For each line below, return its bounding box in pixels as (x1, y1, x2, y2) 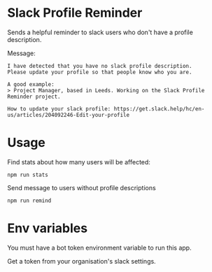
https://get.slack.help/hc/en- (113, 105, 205, 113)
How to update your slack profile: (7, 105, 111, 113)
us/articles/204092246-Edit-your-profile (7, 111, 130, 118)
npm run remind (7, 197, 52, 204)
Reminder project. (7, 93, 61, 100)
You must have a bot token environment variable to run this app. (7, 243, 192, 252)
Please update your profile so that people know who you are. (7, 69, 192, 76)
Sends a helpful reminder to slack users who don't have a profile (7, 28, 194, 36)
